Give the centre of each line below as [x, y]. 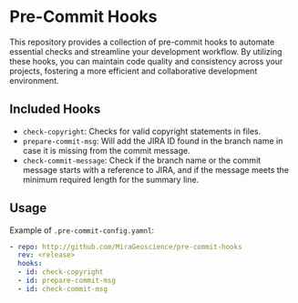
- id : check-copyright [61, 272]
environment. [34, 80]
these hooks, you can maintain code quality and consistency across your [146, 61]
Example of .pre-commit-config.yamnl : [82, 230]
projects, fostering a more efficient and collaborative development [134, 71]
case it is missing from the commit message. [106, 150]
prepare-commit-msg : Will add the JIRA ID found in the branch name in [153, 141]
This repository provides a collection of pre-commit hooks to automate [142, 42]
